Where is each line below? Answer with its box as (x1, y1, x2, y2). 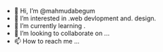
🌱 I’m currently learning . (13, 22, 86, 30)
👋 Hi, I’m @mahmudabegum (13, 7, 95, 15)
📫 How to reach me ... (13, 37, 80, 45)
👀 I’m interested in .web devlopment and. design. (13, 14, 157, 22)
